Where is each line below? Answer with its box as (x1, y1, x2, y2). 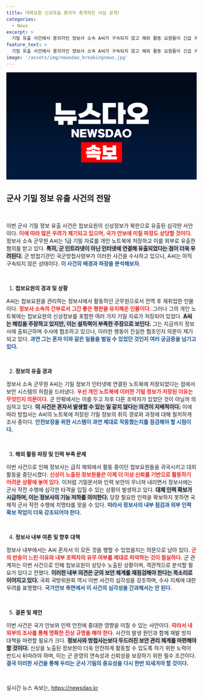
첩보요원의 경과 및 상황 (14, 285, 68, 292)
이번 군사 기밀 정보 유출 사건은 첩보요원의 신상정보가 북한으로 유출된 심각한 (6, 222, 182, 230)
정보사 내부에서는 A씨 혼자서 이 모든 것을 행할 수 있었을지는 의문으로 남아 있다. (6, 546, 190, 554)
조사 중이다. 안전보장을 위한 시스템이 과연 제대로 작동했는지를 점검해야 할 (6, 418, 176, 425)
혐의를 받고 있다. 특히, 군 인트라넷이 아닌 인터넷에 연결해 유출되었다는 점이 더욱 (6, 245, 190, 252)
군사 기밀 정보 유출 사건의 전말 (6, 193, 111, 203)
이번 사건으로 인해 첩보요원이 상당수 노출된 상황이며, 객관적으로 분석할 (22, 561, 187, 569)
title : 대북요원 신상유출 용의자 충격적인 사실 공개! (6, 10, 120, 16)
